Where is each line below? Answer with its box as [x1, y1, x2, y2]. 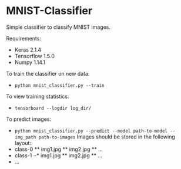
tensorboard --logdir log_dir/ [14, 105, 92, 111]
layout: [14, 139, 31, 146]
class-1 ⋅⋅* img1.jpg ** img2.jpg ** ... [14, 151, 103, 159]
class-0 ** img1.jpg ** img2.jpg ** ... [14, 146, 103, 153]
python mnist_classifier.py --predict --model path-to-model [14, 128, 168, 134]
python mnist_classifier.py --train [14, 82, 105, 89]
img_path [14, 134, 36, 140]
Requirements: [6, 35, 41, 42]
